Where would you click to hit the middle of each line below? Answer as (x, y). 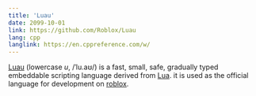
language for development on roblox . (69, 84)
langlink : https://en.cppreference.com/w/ (79, 45)
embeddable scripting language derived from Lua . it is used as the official (128, 76)
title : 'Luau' (32, 15)
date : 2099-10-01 (37, 23)
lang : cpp (25, 37)
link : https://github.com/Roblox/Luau (72, 30)
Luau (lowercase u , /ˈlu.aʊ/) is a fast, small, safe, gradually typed (113, 67)
